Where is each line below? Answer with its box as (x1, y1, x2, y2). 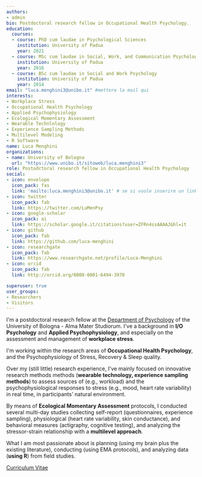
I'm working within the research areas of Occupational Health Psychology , (6, 347, 194, 354)
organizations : (6, 149, 44, 155)
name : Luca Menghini (6, 143, 58, 149)
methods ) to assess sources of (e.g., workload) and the (6, 378, 145, 385)
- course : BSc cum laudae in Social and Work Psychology (11, 70, 158, 76)
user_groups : (6, 288, 39, 295)
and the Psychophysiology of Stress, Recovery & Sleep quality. (6, 354, 162, 361)
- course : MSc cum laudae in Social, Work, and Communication (11, 54, 171, 60)
